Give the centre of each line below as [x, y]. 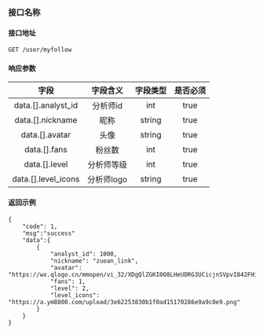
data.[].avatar [46, 135]
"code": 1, [40, 226]
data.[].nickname [46, 120]
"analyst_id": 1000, [84, 254]
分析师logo [108, 180]
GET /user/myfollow [40, 50]
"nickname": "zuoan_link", [94, 261]
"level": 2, [70, 288]
